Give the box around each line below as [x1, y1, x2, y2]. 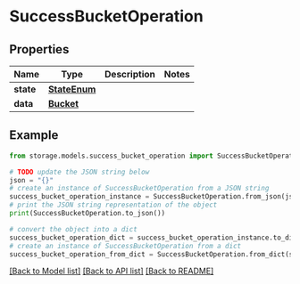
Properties [9, 42, 70, 57]
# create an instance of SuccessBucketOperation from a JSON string [9, 184, 270, 193]
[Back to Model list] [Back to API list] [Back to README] [9, 265, 214, 277]
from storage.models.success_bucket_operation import [9, 151, 214, 160]
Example [9, 127, 59, 143]
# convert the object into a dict [9, 224, 138, 233]
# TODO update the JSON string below [9, 167, 150, 176]
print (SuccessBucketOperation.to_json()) [9, 209, 166, 218]
